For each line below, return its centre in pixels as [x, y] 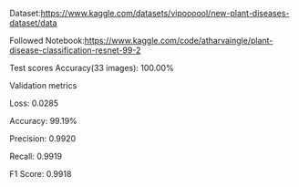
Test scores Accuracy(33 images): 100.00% [92, 68]
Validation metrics [43, 85]
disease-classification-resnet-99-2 [75, 50]
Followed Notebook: [47, 41]
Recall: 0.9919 [36, 156]
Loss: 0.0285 [34, 103]
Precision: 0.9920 [43, 139]
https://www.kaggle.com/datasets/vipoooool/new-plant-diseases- [165, 13]
